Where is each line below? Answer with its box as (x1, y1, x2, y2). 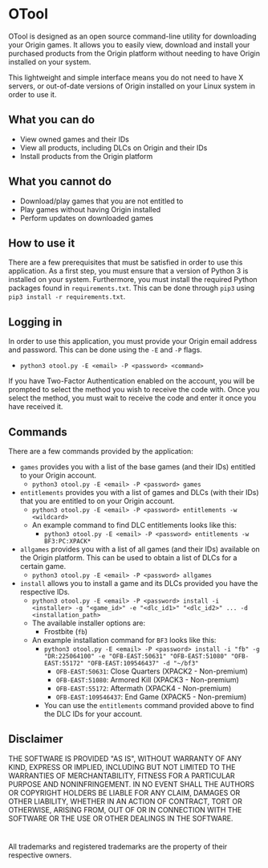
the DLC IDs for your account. (43, 709, 143, 719)
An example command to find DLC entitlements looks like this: (31, 520, 237, 530)
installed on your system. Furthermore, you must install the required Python (8, 275, 258, 285)
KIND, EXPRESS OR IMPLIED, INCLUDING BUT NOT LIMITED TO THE (8, 762, 236, 772)
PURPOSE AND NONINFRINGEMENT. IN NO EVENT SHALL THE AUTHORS (8, 779, 255, 788)
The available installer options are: (31, 618, 146, 628)
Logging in (8, 315, 63, 329)
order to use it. (8, 89, 57, 99)
